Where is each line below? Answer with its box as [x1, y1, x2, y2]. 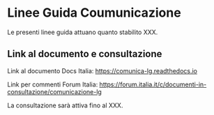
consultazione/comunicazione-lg [7, 87, 102, 95]
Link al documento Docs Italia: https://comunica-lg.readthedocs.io [7, 66, 197, 75]
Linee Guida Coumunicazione [7, 5, 181, 21]
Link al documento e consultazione [7, 48, 162, 60]
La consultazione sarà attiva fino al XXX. [7, 101, 123, 109]
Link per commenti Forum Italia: [7, 80, 98, 89]
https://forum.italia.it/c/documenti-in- [99, 80, 207, 89]
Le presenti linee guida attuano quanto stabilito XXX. [7, 28, 158, 36]
